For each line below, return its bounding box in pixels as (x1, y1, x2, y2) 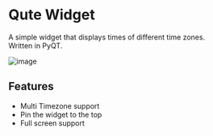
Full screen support (19, 118, 85, 128)
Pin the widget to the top (19, 109, 102, 119)
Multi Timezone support (19, 101, 100, 110)
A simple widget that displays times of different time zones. (8, 32, 206, 42)
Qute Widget (8, 6, 95, 24)
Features (8, 80, 54, 93)
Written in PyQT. (8, 40, 63, 50)
